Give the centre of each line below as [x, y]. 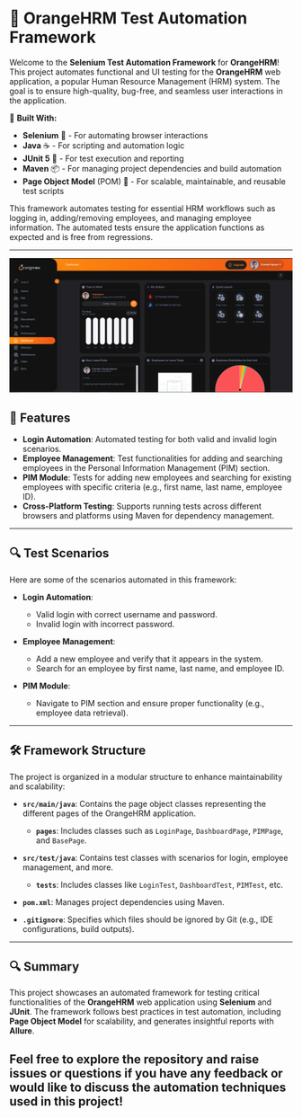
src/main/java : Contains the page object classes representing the [144, 803]
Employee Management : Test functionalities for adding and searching [152, 458]
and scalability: [37, 786]
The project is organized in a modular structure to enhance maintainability [146, 776]
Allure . [22, 1031]
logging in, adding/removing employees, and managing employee [130, 217]
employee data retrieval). [82, 713]
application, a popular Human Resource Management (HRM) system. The [145, 81]
